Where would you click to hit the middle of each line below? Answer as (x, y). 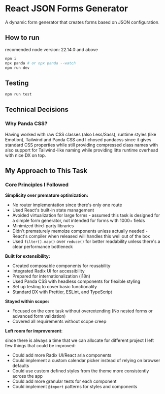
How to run (22, 38)
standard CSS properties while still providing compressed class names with (82, 145)
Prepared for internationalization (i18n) (51, 276)
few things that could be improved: (40, 346)
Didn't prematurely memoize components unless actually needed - (80, 231)
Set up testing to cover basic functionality (54, 287)
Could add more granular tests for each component (64, 381)
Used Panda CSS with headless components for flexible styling (76, 281)
